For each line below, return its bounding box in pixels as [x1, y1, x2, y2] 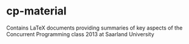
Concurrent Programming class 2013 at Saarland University [6, 30, 154, 37]
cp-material [6, 4, 67, 18]
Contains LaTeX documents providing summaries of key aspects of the [6, 24, 183, 31]
